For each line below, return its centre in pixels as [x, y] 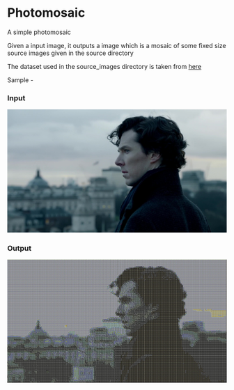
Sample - [20, 80]
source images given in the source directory [70, 53]
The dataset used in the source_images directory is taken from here [104, 66]
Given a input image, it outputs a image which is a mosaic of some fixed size [117, 45]
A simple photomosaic [39, 32]
